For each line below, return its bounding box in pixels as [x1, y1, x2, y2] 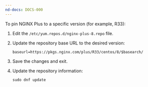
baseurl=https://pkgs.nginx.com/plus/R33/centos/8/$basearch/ [12, 49, 144, 54]
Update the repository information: [12, 68, 83, 74]
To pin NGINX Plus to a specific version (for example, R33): [5, 21, 126, 27]
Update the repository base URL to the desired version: [12, 40, 125, 46]
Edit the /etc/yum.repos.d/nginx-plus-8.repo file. [12, 30, 114, 36]
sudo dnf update [12, 77, 46, 82]
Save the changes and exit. [12, 58, 68, 64]
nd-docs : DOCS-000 [5, 7, 43, 12]
